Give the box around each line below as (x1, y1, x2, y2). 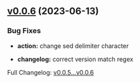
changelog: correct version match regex (17, 55, 134, 63)
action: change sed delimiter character (17, 41, 130, 50)
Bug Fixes (7, 26, 42, 36)
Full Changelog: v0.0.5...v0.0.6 (7, 68, 94, 76)
